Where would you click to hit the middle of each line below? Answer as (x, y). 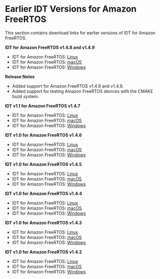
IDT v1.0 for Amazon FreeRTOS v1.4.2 (44, 252)
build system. (25, 96)
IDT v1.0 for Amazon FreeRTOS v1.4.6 (44, 135)
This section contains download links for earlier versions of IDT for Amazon (80, 33)
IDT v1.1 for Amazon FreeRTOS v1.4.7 (43, 106)
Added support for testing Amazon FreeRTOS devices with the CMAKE (83, 91)
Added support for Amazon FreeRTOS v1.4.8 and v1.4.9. (68, 86)
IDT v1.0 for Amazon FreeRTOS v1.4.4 (44, 193)
